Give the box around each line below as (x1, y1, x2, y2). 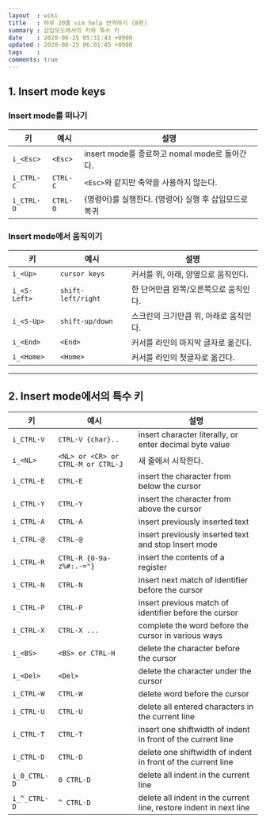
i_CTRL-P (12, 603, 45, 612)
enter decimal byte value (138, 438, 230, 449)
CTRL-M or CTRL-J (58, 460, 123, 468)
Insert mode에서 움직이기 (8, 231, 103, 242)
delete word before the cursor (138, 688, 249, 699)
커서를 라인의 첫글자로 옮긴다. (131, 351, 235, 362)
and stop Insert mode (138, 539, 218, 550)
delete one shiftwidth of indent (138, 746, 253, 757)
